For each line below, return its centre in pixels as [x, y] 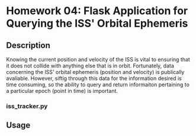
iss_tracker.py [27, 106]
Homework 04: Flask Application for [97, 11]
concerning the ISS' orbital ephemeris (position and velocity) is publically [95, 72]
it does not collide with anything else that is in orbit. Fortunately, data [90, 66]
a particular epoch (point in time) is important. [62, 91]
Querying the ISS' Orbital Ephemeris [97, 23]
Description [28, 45]
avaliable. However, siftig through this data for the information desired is [94, 78]
